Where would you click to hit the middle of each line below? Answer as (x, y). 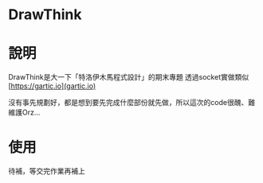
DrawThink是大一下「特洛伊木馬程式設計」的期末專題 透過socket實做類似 (129, 77)
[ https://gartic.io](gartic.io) (52, 86)
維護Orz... (24, 112)
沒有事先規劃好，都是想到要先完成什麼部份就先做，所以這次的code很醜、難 (132, 103)
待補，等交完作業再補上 (47, 171)
